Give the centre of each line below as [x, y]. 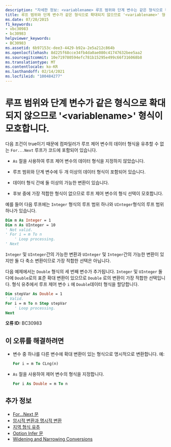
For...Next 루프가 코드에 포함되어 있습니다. [54, 150]
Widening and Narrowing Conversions [53, 439]
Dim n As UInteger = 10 [31, 225]
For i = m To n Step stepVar [36, 303]
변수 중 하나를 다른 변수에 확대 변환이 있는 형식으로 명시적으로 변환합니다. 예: [89, 354]
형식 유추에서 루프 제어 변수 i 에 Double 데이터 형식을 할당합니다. [75, 284]
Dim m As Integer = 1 [28, 220]
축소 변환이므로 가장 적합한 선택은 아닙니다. [68, 261]
